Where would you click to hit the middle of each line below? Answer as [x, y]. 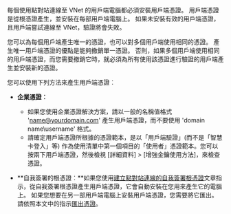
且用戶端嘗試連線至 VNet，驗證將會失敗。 [66, 27]
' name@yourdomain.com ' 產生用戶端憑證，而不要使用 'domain [116, 120]
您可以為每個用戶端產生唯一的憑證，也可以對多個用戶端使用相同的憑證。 [109, 42]
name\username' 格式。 [61, 129]
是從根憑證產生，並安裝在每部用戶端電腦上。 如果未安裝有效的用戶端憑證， [113, 19]
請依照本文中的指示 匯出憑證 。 [59, 204]
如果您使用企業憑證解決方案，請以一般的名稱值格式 [100, 111]
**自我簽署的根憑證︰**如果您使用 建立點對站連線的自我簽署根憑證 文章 [117, 178]
